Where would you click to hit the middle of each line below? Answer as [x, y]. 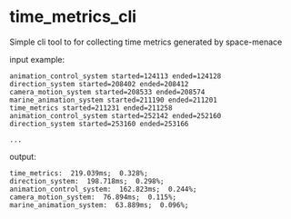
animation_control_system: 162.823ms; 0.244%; [103, 189]
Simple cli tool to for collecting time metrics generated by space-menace [146, 42]
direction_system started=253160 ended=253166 [99, 124]
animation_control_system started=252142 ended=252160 [115, 115]
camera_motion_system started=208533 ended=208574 [107, 92]
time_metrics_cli [73, 17]
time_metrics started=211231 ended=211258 [91, 108]
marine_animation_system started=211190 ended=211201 [114, 100]
